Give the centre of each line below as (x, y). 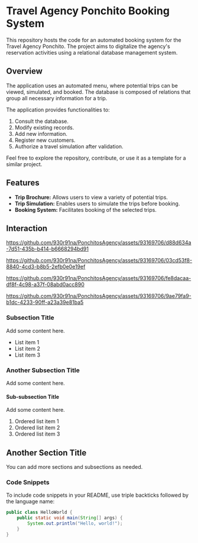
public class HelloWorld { (39, 512)
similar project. (24, 164)
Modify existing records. (44, 127)
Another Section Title (46, 452)
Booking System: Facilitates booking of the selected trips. (85, 209)
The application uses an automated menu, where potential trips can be (92, 85)
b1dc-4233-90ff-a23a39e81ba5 (45, 302)
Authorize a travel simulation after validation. (69, 146)
